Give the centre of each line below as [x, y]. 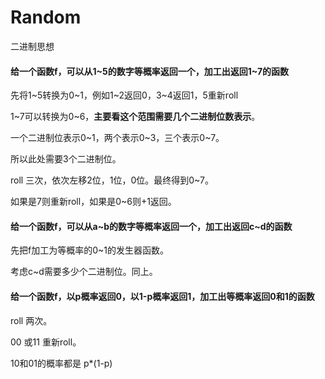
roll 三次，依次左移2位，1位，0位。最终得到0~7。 [112, 180]
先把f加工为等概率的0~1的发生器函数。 [89, 250]
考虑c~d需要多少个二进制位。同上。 [84, 272]
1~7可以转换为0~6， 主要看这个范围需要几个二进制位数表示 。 [135, 117]
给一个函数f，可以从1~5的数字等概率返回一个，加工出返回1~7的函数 [150, 71]
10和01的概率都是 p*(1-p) [61, 363]
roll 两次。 [31, 320]
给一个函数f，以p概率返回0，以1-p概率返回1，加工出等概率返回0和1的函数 [162, 296]
